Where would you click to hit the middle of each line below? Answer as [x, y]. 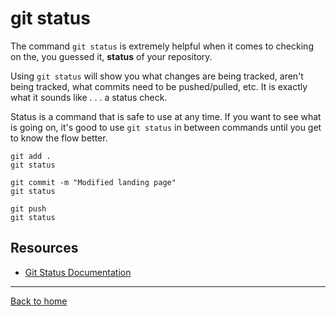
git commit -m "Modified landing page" [93, 182]
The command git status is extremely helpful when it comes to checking [162, 46]
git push [28, 208]
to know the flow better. [59, 138]
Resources [44, 248]
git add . [31, 156]
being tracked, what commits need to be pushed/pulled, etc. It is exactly [159, 86]
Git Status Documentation [78, 272]
